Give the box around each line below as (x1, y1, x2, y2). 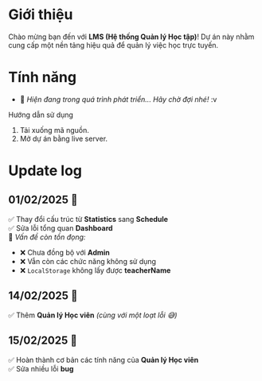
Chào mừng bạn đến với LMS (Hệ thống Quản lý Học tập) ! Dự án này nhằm (8, 32, 255, 41)
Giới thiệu (8, 6, 73, 24)
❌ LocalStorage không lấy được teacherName (19, 265, 171, 275)
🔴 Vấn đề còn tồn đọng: (8, 232, 86, 242)
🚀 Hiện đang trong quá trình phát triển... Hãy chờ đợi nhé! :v (19, 94, 217, 104)
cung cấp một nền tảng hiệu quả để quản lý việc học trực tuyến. (8, 40, 219, 49)
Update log (8, 161, 82, 180)
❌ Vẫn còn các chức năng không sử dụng (19, 256, 157, 266)
